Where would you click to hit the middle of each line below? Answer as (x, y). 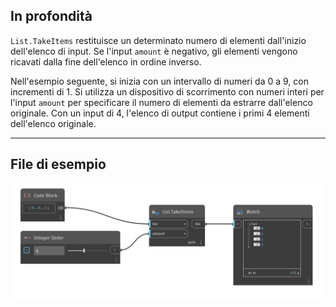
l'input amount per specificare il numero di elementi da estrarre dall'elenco (161, 102)
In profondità (51, 16)
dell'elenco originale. (53, 123)
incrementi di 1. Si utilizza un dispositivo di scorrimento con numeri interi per (167, 91)
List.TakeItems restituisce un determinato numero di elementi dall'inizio (158, 40)
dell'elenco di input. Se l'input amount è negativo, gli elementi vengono (154, 51)
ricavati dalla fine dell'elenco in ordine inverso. (106, 61)
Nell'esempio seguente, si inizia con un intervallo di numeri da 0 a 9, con (160, 81)
